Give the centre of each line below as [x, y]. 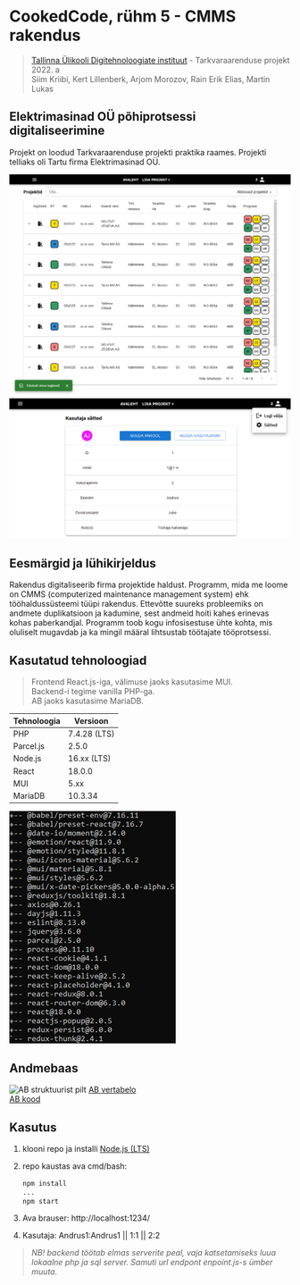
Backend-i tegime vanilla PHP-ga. [93, 692]
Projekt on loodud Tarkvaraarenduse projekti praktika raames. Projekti [138, 152]
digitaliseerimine [57, 131]
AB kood [25, 1099]
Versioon [92, 720]
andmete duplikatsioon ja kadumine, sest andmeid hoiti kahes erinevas [139, 613]
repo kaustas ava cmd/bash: [75, 1166]
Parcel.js [29, 746]
